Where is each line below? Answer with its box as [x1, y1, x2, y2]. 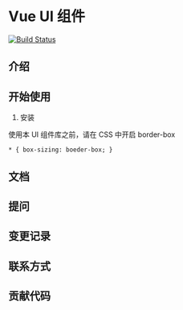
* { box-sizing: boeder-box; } [8, 146, 113, 154]
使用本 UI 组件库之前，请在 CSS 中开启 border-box [8, 130, 176, 139]
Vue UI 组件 [8, 7, 86, 26]
